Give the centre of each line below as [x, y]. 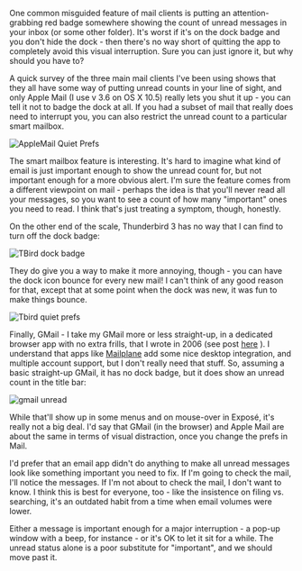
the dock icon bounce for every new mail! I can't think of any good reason [146, 280]
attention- [251, 13]
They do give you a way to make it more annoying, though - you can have [146, 271]
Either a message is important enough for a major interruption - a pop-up [145, 529]
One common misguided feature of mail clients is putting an [120, 13]
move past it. [33, 557]
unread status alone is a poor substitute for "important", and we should [141, 548]
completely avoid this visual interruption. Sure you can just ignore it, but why [151, 51]
